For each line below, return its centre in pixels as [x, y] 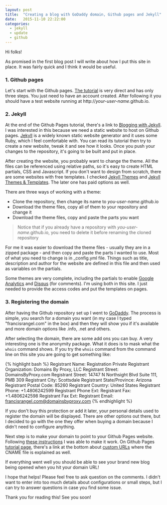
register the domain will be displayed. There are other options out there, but [83, 416]
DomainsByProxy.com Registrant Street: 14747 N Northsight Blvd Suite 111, [82, 374]
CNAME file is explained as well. [38, 452]
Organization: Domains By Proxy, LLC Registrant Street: [62, 369]
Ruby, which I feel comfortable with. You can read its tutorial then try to [78, 141]
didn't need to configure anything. [40, 427]
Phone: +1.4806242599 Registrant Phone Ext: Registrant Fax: [68, 390]
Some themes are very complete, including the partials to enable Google [80, 278]
